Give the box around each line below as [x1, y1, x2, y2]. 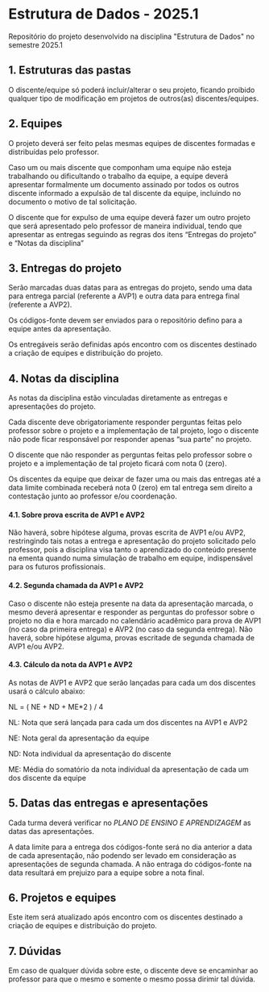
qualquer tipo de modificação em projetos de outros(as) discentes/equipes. [8, 94, 259, 103]
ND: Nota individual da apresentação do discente [8, 748, 172, 758]
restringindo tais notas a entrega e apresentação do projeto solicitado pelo [8, 536, 256, 546]
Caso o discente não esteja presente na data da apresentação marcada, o [8, 598, 254, 608]
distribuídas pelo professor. [8, 147, 99, 156]
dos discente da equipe [8, 773, 87, 782]
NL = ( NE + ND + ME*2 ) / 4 [8, 702, 104, 711]
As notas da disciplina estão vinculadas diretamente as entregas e [8, 393, 228, 403]
